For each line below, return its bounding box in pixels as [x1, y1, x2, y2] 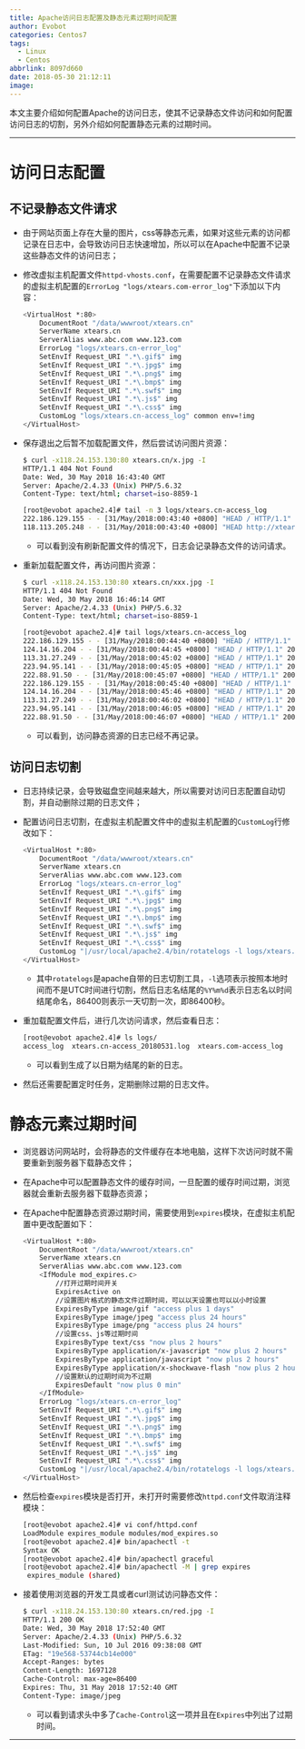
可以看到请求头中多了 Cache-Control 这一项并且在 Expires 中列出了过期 [35, 1709, 293, 1720]
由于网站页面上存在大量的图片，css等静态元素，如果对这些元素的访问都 [22, 226, 290, 237]
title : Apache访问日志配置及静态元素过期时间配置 [9, 13, 178, 23]
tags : [9, 38, 30, 48]
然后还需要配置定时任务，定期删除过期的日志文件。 [22, 1079, 214, 1090]
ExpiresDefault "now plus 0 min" [55, 1380, 182, 1390]
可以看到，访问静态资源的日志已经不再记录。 [35, 729, 204, 741]
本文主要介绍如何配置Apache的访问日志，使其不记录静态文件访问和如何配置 [9, 106, 293, 118]
